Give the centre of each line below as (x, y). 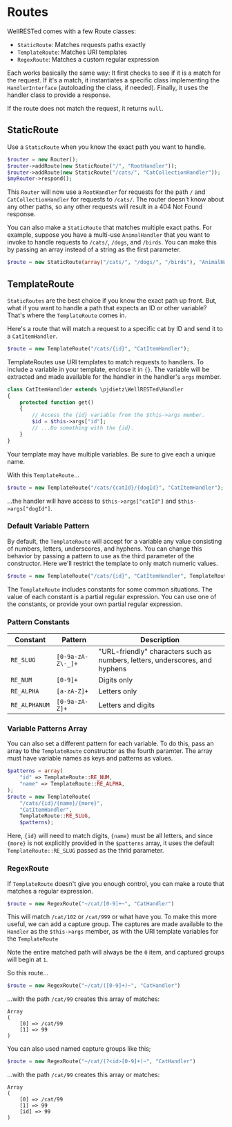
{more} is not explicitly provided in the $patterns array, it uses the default (111, 843)
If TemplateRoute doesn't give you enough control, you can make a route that (116, 883)
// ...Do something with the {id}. (83, 428)
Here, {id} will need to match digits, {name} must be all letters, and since (110, 836)
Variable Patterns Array (47, 728)
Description (160, 640)
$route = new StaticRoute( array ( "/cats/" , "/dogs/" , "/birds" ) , (101, 263)
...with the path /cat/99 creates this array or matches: (84, 1075)
